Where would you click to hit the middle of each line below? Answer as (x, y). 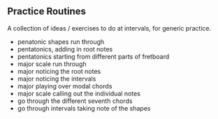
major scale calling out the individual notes (79, 93)
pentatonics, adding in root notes (65, 49)
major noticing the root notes (59, 71)
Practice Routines (46, 11)
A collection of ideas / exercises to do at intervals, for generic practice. (109, 28)
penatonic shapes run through (61, 42)
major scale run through (52, 64)
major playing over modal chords (65, 86)
